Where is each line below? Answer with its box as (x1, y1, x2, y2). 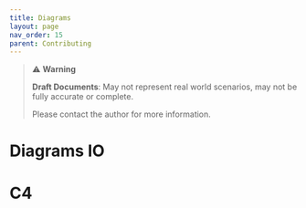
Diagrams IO (9, 140, 105, 161)
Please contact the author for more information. (31, 109, 212, 120)
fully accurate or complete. (31, 91, 134, 102)
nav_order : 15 (9, 30, 64, 39)
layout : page (9, 22, 59, 31)
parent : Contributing (9, 38, 92, 48)
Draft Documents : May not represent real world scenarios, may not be (31, 81, 298, 92)
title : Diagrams (9, 13, 71, 23)
